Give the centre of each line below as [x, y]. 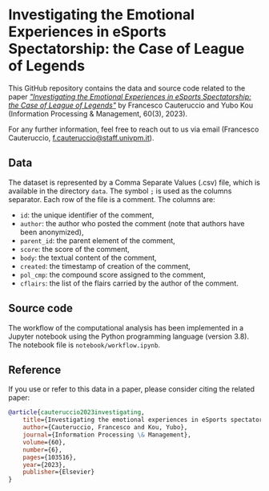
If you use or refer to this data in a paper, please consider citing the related [131, 389]
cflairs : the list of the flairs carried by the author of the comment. [129, 283]
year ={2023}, [44, 465]
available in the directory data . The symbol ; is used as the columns [120, 191]
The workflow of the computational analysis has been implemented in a [126, 327]
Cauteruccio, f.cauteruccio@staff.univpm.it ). [81, 137]
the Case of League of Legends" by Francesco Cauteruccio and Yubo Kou [131, 105]
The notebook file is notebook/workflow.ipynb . [84, 345]
